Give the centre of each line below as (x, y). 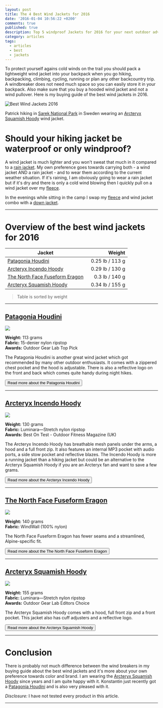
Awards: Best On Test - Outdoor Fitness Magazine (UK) (61, 435)
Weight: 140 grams (24, 521)
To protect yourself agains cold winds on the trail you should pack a (73, 69)
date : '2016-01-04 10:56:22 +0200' (41, 19)
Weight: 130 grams (24, 424)
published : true (21, 28)
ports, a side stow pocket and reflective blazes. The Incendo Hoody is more (81, 454)
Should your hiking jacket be (64, 138)
